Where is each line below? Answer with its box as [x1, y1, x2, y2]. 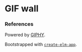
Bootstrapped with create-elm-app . [5, 42, 77, 48]
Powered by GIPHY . [5, 32, 46, 38]
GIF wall [5, 3, 39, 14]
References [5, 21, 34, 28]
